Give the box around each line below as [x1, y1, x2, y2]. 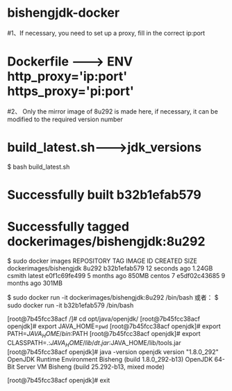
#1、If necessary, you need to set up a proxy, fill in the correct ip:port [7, 29, 206, 37]
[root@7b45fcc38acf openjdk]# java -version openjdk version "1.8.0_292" [7, 347, 219, 356]
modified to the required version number [7, 115, 123, 123]
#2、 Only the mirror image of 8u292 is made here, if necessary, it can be [7, 107, 219, 116]
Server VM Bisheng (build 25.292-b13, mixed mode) [16, 362, 165, 371]
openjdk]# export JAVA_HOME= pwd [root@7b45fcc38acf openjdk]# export [7, 322, 221, 330]
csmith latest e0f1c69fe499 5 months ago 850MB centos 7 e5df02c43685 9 [7, 271, 226, 279]
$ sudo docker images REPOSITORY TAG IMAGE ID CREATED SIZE [7, 256, 198, 265]
